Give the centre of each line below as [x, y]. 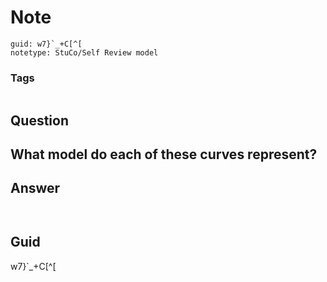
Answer [35, 188]
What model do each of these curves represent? [164, 154]
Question [39, 120]
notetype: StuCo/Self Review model [84, 52]
